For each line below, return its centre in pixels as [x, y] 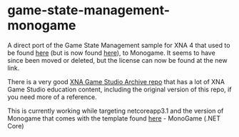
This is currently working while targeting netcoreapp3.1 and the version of [116, 111]
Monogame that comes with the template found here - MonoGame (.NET [114, 118]
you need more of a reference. [52, 97]
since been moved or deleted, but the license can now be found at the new [117, 60]
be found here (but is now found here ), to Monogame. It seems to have [111, 53]
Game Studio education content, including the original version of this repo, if [119, 89]
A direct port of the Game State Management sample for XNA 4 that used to [119, 45]
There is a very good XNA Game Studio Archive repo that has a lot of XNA [116, 81]
